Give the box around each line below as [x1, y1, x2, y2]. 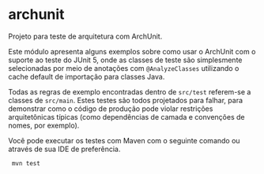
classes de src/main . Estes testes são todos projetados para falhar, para [8, 95, 243, 105]
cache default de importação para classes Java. [8, 72, 165, 81]
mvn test [11, 159, 41, 167]
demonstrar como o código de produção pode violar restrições [8, 104, 213, 113]
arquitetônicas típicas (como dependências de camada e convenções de [8, 112, 245, 121]
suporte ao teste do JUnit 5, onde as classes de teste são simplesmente [8, 55, 243, 65]
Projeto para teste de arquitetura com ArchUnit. [8, 31, 163, 41]
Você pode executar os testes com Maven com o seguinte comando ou [8, 135, 240, 145]
